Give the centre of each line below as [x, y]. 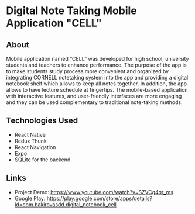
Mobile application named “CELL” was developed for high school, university [97, 59]
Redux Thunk [30, 141]
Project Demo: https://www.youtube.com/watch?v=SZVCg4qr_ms [94, 192]
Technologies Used [42, 121]
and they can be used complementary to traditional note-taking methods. [94, 102]
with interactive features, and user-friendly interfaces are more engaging [94, 96]
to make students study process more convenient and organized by [88, 71]
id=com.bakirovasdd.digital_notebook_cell [66, 204]
